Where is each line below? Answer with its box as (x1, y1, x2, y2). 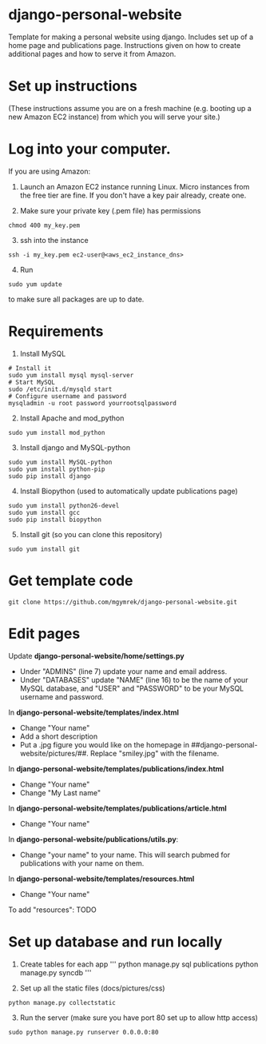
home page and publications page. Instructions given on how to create (8, 40, 241, 50)
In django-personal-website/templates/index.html (8, 707, 180, 717)
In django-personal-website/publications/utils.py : (8, 834, 179, 844)
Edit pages (8, 624, 81, 643)
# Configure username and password (8, 392, 127, 400)
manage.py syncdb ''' (19, 967, 92, 977)
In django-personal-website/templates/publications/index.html (8, 763, 224, 773)
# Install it (8, 364, 52, 373)
